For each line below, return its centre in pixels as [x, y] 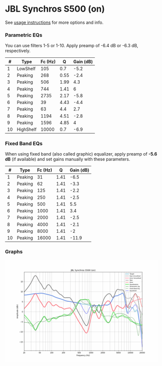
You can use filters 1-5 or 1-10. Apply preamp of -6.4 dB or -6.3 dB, [72, 46]
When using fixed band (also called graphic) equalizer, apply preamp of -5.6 [81, 154]
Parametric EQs [24, 35]
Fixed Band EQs [24, 143]
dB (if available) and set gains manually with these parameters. [68, 159]
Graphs [14, 252]
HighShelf [27, 129]
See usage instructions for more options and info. [54, 22]
